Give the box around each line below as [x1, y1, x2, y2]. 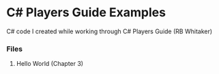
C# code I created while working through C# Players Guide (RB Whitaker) [6, 27, 213, 35]
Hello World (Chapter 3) [16, 60, 83, 68]
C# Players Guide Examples [6, 5, 166, 20]
